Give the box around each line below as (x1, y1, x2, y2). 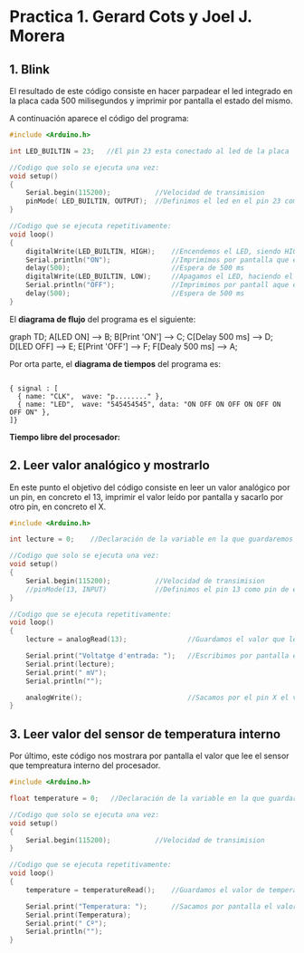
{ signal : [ (9, 383, 59, 393)
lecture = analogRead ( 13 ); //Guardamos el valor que (25, 635, 285, 644)
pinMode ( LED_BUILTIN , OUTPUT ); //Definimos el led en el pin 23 (25, 197, 281, 206)
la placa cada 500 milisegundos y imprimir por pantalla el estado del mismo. (9, 95, 293, 106)
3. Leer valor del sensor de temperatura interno (9, 727, 281, 742)
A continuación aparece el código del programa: (9, 113, 190, 123)
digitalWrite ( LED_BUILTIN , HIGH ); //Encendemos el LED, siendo (25, 246, 281, 255)
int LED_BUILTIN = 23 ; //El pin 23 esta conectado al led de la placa (9, 147, 290, 156)
